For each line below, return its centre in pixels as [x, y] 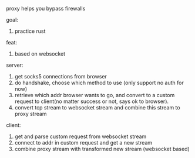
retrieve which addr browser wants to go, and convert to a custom [95, 95]
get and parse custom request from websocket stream [80, 136]
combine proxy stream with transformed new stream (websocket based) [102, 149]
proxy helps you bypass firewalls [46, 8]
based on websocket [40, 54]
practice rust [30, 31]
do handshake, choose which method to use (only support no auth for [99, 83]
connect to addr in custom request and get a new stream [83, 142]
